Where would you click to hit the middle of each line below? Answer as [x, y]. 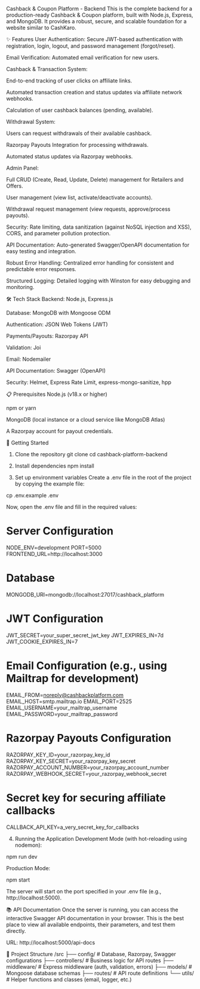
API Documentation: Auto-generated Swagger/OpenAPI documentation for [98, 245]
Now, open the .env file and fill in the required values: [72, 507]
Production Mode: [28, 868]
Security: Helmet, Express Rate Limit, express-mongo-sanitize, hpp [89, 382]
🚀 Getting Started [27, 443]
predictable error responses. [41, 269]
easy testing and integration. [41, 251]
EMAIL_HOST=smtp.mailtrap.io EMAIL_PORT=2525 [69, 701]
